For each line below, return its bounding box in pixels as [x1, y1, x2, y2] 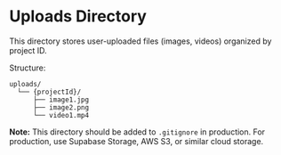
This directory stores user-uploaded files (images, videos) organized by [9, 36, 272, 46]
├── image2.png [32, 102, 90, 112]
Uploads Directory [9, 6, 147, 27]
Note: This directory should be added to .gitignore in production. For [9, 126, 265, 137]
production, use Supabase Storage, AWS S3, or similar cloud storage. [9, 135, 264, 146]
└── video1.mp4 [32, 110, 90, 119]
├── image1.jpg [32, 95, 90, 104]
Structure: [9, 62, 46, 73]
